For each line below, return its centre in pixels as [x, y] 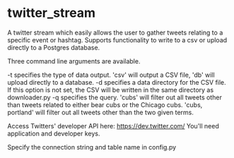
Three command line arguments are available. [74, 61]
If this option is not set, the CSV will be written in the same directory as [111, 90]
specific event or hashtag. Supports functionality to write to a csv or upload [117, 39]
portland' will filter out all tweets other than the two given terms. [101, 112]
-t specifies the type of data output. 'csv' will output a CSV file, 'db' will [111, 75]
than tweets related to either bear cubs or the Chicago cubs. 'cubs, [105, 104]
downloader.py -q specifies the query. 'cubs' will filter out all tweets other [115, 97]
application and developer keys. [54, 133]
